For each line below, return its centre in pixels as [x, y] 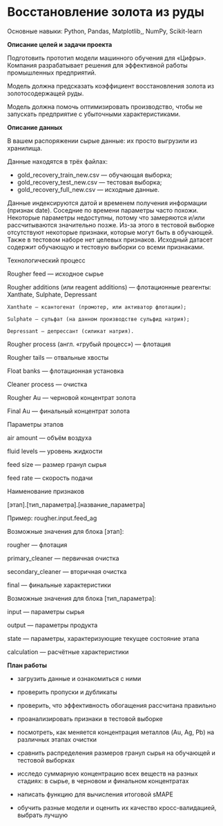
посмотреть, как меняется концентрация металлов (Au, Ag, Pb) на [116, 732]
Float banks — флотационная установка [66, 371]
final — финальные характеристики [59, 585]
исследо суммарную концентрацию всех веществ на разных [107, 774]
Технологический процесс [46, 260]
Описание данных [35, 127]
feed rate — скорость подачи [50, 478]
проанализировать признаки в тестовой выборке [90, 718]
